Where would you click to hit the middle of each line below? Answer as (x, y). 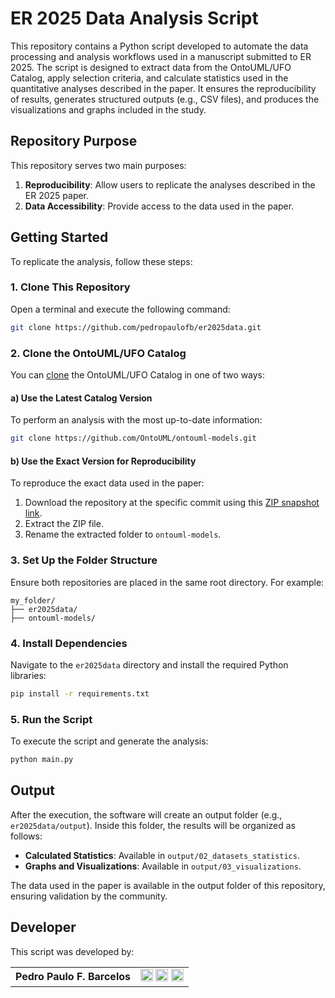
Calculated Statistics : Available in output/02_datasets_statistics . (162, 855)
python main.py (42, 760)
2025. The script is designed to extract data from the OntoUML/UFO (151, 67)
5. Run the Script (51, 719)
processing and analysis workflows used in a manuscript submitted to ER (161, 56)
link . (33, 513)
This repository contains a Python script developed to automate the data (159, 46)
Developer (43, 927)
